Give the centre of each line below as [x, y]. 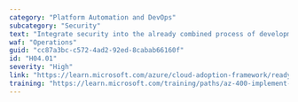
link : [19, 75]
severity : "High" [41, 67]
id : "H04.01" [33, 59]
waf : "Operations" [43, 42]
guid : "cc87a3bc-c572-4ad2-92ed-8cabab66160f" [97, 51]
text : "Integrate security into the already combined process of [132, 34]
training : [27, 83]
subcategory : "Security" [55, 26]
